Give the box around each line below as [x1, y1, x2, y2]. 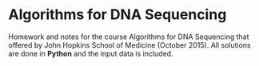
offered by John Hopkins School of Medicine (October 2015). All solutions [8, 40, 252, 49]
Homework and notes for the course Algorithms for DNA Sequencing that [8, 32, 249, 41]
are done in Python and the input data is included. [8, 49, 173, 58]
